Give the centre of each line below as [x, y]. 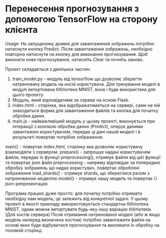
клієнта [22, 30]
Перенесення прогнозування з [72, 9]
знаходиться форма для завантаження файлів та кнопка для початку [85, 111]
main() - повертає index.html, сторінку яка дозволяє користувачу [74, 146]
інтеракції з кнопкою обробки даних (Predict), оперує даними [78, 126]
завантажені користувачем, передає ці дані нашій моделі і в [76, 131]
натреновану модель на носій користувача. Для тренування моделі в [86, 84]
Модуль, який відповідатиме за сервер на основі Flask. [71, 100]
